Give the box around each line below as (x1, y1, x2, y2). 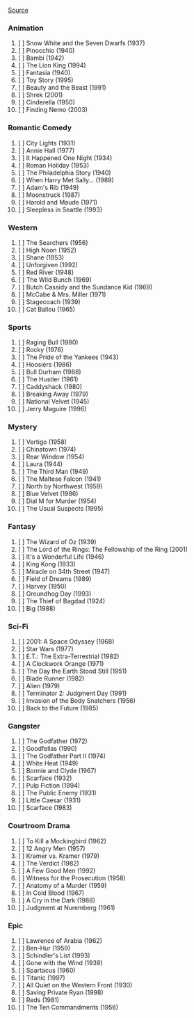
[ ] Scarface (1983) (17, 804, 72, 812)
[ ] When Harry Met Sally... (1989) (17, 175, 114, 184)
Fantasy (8, 522, 36, 532)
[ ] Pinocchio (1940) (17, 47, 75, 55)
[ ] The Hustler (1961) (17, 375, 79, 383)
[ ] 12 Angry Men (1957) (17, 844, 86, 852)
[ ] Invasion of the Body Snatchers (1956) (17, 697, 136, 705)
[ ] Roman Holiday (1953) (17, 161, 90, 169)
